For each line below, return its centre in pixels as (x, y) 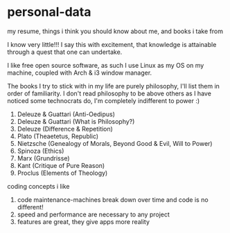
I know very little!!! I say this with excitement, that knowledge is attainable (112, 44)
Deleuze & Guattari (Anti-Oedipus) (66, 114)
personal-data (49, 12)
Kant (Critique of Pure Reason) (61, 165)
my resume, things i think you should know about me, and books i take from (115, 31)
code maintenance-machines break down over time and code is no (113, 199)
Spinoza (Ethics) (41, 151)
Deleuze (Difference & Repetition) (65, 129)
